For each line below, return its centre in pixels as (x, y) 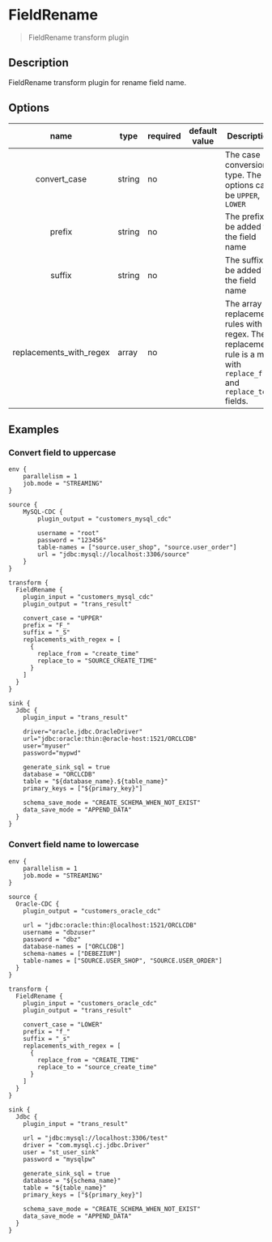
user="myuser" (47, 746)
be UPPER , (243, 195)
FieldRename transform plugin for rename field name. (98, 82)
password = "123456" (72, 541)
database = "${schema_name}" (72, 1180)
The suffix (244, 259)
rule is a (240, 354)
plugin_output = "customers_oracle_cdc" (92, 911)
